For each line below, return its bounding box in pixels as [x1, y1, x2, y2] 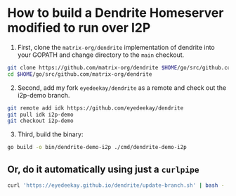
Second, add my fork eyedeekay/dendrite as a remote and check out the [17, 83, 227, 92]
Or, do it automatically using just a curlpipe [7, 163, 199, 175]
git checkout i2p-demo [7, 117, 74, 124]
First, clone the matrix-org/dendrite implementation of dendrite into [17, 43, 216, 51]
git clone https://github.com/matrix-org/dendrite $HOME [7, 64, 178, 71]
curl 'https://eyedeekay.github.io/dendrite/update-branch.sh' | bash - [7, 182, 225, 189]
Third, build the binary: [17, 130, 84, 138]
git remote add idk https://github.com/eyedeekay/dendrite [7, 104, 184, 112]
